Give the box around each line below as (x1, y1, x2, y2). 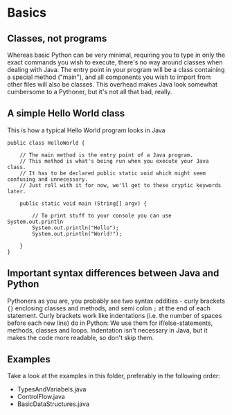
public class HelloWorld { (7, 139, 85, 146)
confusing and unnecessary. (7, 175, 89, 183)
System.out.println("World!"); (32, 230, 123, 237)
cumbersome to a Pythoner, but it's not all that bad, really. (7, 88, 172, 96)
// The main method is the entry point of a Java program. (19, 151, 194, 159)
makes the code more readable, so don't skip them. (7, 333, 154, 342)
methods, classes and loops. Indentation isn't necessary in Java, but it (7, 326, 208, 334)
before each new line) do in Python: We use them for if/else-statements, (7, 319, 213, 327)
